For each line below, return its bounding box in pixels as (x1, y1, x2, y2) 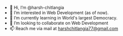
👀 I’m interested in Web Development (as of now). (9, 10, 109, 16)
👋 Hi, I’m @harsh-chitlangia (9, 5, 64, 10)
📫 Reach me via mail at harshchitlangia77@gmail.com (9, 26, 119, 31)
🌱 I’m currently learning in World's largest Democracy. (9, 15, 118, 20)
